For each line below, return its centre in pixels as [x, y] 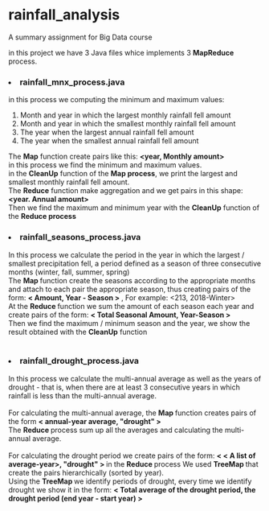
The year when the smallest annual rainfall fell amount [109, 141]
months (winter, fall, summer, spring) [69, 272]
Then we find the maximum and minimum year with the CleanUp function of [134, 208]
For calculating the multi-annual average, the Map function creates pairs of [132, 413]
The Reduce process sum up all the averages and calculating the [116, 430]
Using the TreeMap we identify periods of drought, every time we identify [130, 481]
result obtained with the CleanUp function [78, 332]
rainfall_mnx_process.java [72, 82]
